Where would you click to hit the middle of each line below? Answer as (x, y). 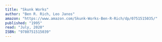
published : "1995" (24, 23)
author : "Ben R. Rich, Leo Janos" (40, 14)
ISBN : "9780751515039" (28, 32)
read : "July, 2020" (25, 28)
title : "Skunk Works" (27, 9)
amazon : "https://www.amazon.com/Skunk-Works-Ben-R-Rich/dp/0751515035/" (81, 18)
